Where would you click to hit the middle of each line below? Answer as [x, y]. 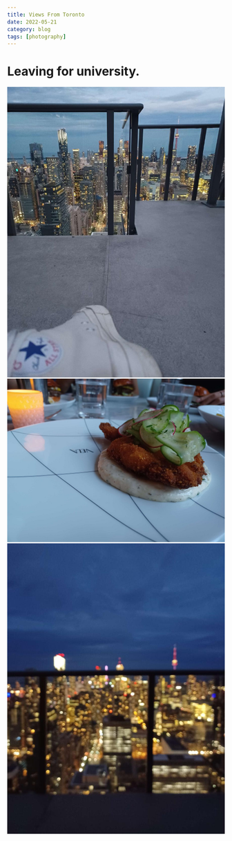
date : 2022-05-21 [32, 22]
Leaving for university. [74, 72]
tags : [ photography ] [37, 37]
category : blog [29, 29]
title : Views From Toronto [46, 15]
